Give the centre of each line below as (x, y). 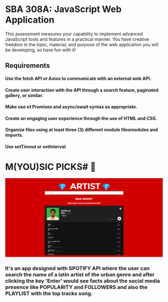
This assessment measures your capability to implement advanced (74, 34)
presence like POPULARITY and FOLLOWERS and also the (76, 287)
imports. (14, 135)
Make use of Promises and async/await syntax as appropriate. (71, 107)
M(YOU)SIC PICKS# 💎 (51, 167)
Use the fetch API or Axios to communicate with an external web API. (78, 78)
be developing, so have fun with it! (41, 50)
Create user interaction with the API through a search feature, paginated (82, 90)
